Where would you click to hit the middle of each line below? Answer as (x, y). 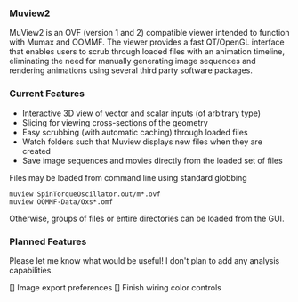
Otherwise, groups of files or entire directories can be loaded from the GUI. (147, 218)
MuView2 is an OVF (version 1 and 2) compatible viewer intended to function (149, 33)
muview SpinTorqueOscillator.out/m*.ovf (85, 194)
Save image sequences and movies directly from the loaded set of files (152, 160)
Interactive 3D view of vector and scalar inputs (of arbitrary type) (141, 113)
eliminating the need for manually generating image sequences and (133, 61)
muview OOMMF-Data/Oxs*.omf (61, 202)
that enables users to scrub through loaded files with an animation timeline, (147, 52)
